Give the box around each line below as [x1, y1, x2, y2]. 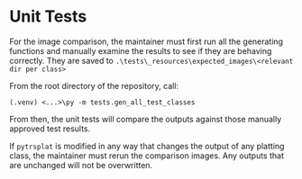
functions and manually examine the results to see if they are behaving [9, 45, 272, 56]
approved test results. [9, 123, 91, 134]
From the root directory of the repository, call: [9, 80, 178, 91]
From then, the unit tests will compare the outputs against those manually [9, 113, 282, 124]
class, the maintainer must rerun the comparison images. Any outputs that [9, 150, 284, 161]
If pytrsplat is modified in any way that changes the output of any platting [9, 140, 285, 151]
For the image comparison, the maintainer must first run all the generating [9, 36, 284, 47]
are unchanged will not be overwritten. [9, 159, 153, 170]
